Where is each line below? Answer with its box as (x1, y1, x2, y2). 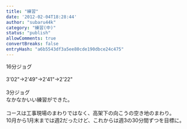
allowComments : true (6, 35, 57, 41)
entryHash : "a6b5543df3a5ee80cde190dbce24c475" (6, 46, 124, 52)
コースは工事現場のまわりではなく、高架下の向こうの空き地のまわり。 (6, 109, 175, 116)
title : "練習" (6, 8, 39, 15)
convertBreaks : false (6, 41, 59, 47)
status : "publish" (6, 30, 51, 36)
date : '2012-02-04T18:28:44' (6, 14, 77, 20)
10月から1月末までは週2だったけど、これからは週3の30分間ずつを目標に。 (6, 117, 185, 124)
